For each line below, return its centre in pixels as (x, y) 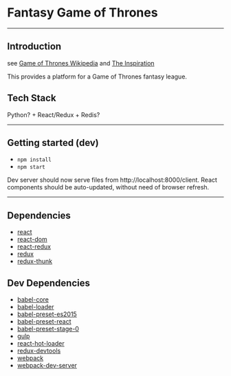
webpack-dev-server (47, 365)
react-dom (32, 240)
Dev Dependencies (49, 283)
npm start (31, 167)
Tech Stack (32, 98)
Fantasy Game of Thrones (82, 13)
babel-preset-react (44, 321)
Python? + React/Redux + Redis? (54, 114)
